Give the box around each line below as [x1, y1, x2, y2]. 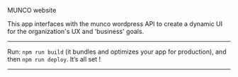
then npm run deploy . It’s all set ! [7, 55, 101, 63]
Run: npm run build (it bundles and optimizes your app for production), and [7, 47, 227, 56]
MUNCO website [7, 6, 57, 14]
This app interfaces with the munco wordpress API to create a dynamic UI [7, 20, 223, 28]
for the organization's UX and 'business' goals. [7, 28, 144, 35]
